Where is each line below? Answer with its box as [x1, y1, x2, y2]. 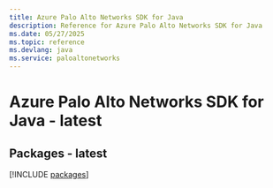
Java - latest [9, 111, 102, 131]
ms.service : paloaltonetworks [9, 54, 121, 63]
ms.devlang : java [9, 46, 73, 55]
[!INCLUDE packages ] [9, 169, 89, 179]
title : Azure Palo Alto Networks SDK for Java [9, 12, 184, 22]
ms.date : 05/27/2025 [9, 29, 86, 38]
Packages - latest [9, 146, 108, 161]
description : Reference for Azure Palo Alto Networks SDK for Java [9, 21, 263, 30]
